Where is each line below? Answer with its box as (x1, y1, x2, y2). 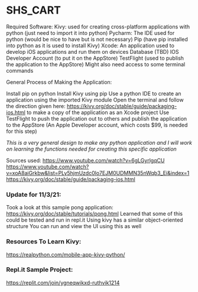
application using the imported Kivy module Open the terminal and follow (6, 96, 184, 103)
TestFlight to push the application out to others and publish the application (6, 115, 187, 122)
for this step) (6, 128, 37, 135)
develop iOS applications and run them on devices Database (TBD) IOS (6, 48, 179, 55)
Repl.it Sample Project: (6, 265, 73, 274)
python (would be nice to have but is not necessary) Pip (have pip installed (6, 35, 188, 43)
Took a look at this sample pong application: (6, 204, 113, 211)
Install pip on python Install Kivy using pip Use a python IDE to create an (6, 90, 181, 97)
